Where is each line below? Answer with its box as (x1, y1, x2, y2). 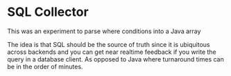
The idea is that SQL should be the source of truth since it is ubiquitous (7, 40, 210, 48)
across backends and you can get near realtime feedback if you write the (7, 48, 216, 56)
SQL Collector (7, 4, 89, 20)
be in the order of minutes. (7, 62, 83, 70)
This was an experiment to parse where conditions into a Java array (7, 27, 201, 35)
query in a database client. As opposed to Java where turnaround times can (7, 55, 224, 63)
